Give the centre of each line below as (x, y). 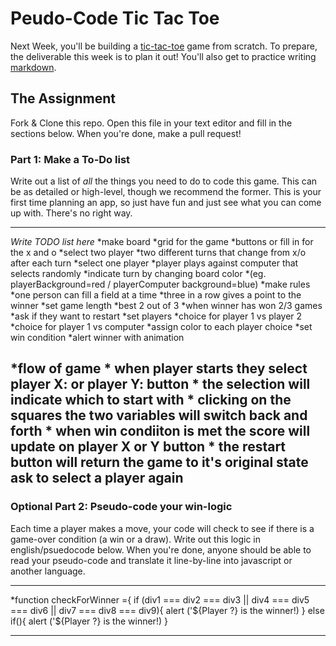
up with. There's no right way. (71, 213)
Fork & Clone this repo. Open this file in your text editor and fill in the (151, 123)
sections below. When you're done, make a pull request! (126, 133)
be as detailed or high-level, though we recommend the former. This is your (166, 192)
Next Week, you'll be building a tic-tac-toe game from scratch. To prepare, (164, 46)
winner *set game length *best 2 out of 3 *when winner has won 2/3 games (166, 306)
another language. (48, 571)
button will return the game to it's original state (159, 462)
